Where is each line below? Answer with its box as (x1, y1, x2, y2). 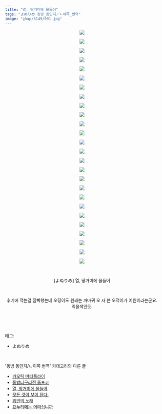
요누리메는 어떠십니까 (12, 404, 53, 410)
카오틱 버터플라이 (12, 373, 45, 379)
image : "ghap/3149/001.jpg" (5, 16, 62, 21)
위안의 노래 (12, 398, 34, 404)
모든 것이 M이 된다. (12, 392, 49, 398)
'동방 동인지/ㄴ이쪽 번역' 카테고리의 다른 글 (5, 363, 86, 369)
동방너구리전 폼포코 (12, 379, 49, 386)
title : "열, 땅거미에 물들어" (5, 7, 59, 12)
